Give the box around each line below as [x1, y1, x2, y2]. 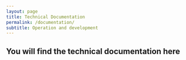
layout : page [6, 8, 38, 15]
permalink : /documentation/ [6, 19, 75, 25]
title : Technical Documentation [6, 14, 85, 20]
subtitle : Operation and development [6, 24, 99, 31]
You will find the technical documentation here [6, 46, 181, 56]
